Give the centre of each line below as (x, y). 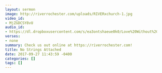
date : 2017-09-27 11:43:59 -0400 (39, 54)
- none (12, 41)
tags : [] (14, 63)
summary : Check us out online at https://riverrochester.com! (69, 45)
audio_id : (15, 27)
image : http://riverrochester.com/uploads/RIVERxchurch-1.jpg (69, 14)
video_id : (15, 18)
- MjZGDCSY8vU (19, 23)
